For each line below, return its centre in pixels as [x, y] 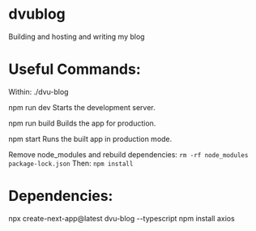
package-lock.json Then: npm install [71, 163]
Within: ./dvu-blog [38, 92]
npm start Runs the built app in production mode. [90, 139]
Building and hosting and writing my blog [77, 36]
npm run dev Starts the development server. [82, 107]
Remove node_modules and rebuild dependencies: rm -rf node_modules [128, 154]
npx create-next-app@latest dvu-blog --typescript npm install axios [122, 218]
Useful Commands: [75, 69]
